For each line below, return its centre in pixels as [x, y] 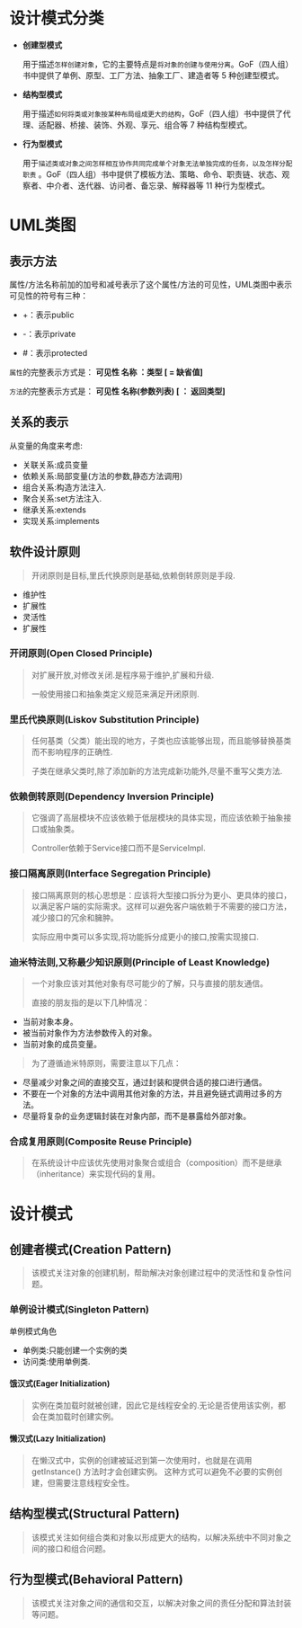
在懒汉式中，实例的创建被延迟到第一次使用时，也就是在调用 [142, 1461]
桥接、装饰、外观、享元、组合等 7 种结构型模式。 [161, 125]
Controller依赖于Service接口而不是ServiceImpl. [119, 848]
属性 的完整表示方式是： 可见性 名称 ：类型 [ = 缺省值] [107, 372]
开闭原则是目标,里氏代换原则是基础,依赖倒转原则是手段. [133, 575]
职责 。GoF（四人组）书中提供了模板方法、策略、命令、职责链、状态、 [152, 174]
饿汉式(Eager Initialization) [60, 1383]
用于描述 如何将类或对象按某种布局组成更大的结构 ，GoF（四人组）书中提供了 [152, 113]
